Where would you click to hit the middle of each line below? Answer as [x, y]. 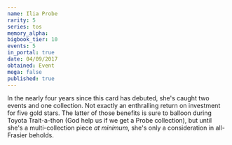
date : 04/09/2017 [33, 59]
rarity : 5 [22, 20]
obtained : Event [31, 66]
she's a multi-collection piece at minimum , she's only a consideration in [111, 128]
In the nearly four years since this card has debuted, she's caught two [108, 98]
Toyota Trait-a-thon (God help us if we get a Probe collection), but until [110, 121]
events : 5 [22, 46]
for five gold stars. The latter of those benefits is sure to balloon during [110, 113]
